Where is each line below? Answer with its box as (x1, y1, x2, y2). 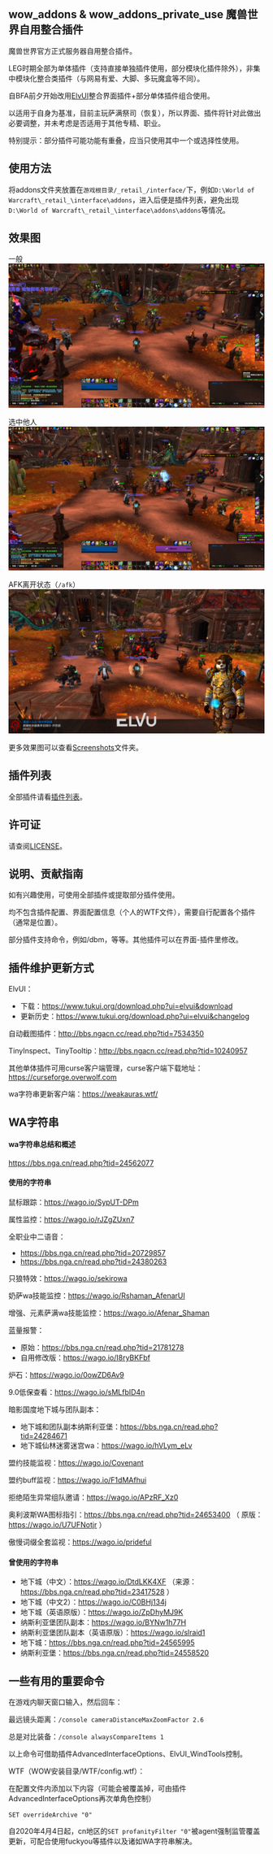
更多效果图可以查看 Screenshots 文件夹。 (8, 742, 144, 752)
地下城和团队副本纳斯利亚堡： (19, 1422, 120, 1431)
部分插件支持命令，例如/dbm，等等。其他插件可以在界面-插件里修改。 (8, 935, 243, 944)
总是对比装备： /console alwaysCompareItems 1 (8, 1732, 164, 1741)
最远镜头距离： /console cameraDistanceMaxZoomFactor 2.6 (8, 1714, 205, 1724)
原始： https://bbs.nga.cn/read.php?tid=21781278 (19, 1342, 184, 1352)
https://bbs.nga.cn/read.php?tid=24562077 (8, 1157, 154, 1168)
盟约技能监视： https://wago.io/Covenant (8, 1457, 144, 1467)
